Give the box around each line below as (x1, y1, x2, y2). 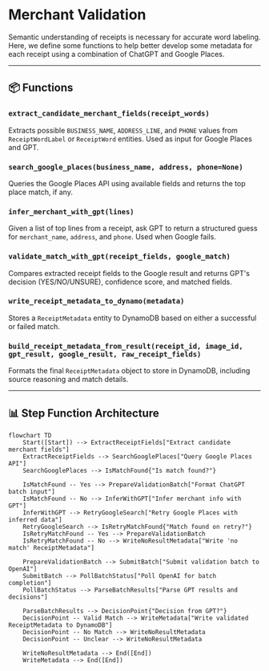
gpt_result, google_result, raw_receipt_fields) (8, 349, 202, 359)
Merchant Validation (8, 6, 147, 24)
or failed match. (8, 321, 60, 331)
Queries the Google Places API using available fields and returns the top (8, 178, 246, 188)
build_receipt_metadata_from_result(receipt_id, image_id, (8, 341, 243, 351)
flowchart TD (8, 431, 52, 439)
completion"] (8, 579, 52, 587)
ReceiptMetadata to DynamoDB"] (8, 620, 113, 629)
